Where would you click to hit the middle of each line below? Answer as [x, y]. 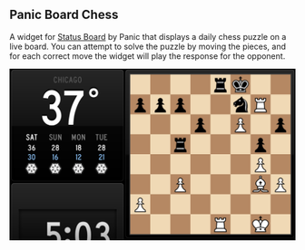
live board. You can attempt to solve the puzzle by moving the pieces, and [148, 46]
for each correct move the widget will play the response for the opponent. [148, 56]
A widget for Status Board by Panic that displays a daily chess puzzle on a [148, 36]
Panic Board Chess [64, 15]
